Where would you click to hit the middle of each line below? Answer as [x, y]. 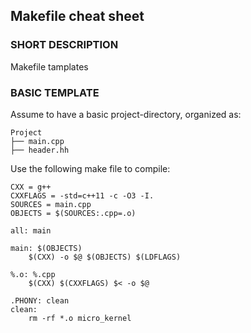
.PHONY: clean [40, 300]
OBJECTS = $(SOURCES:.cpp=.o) [73, 213]
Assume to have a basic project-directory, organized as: [126, 114]
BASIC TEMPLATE [55, 92]
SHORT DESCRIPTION [64, 45]
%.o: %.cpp [33, 274]
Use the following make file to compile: [90, 168]
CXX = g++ [31, 187]
